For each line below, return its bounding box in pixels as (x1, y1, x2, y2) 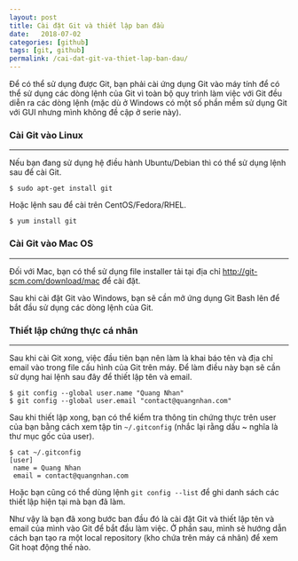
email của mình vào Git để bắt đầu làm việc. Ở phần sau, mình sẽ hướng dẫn (9, 523, 286, 533)
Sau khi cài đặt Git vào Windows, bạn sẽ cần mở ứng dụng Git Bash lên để (9, 292, 280, 303)
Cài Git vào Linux (9, 129, 84, 141)
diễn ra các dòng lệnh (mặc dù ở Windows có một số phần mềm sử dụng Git (9, 98, 288, 107)
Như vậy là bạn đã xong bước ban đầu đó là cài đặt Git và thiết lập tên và (9, 513, 275, 524)
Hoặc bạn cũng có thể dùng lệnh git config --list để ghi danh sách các (9, 486, 279, 497)
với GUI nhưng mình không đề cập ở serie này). (9, 107, 182, 117)
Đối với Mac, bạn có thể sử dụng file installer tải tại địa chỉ (9, 265, 221, 276)
